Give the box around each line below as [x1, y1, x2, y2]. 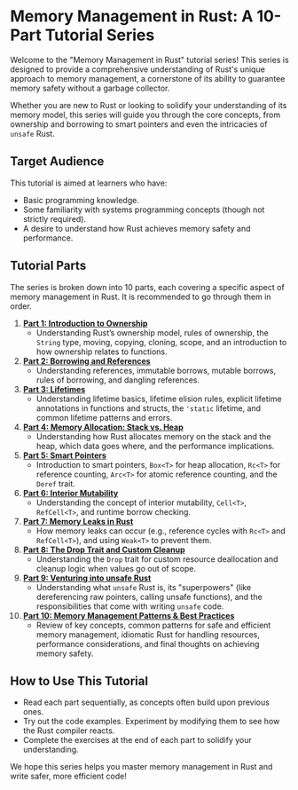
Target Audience [10, 154, 105, 170]
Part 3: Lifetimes [22, 383, 86, 394]
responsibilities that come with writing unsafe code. [35, 601, 224, 612]
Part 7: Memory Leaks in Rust [22, 516, 134, 526]
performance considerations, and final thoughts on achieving [35, 638, 260, 649]
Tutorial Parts [10, 258, 87, 273]
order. [10, 300, 32, 312]
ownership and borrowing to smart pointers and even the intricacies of [10, 118, 268, 130]
